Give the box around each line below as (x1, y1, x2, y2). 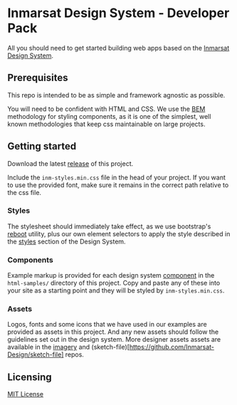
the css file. (7, 188, 41, 196)
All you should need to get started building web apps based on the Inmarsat (7, 43, 230, 52)
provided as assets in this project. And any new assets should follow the (7, 327, 219, 336)
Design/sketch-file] (7, 350, 64, 359)
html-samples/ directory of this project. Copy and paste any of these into (7, 279, 221, 288)
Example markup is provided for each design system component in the (7, 271, 215, 280)
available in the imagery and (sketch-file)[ (7, 343, 130, 352)
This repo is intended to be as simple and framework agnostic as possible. (7, 90, 226, 99)
